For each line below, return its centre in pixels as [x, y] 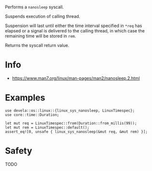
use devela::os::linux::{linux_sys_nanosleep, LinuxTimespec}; [70, 111]
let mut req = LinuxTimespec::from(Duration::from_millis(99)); [71, 123]
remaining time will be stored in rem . [41, 36]
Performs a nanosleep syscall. [35, 7]
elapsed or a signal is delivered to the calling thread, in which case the [75, 31]
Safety [19, 151]
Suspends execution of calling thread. [43, 16]
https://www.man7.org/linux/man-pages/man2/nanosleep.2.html [76, 78]
